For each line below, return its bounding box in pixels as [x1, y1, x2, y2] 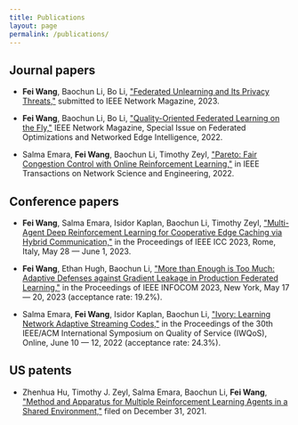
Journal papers [9, 62, 96, 78]
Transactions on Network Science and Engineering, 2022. [21, 168, 235, 179]
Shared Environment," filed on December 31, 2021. [21, 405, 207, 416]
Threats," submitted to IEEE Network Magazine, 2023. [21, 95, 220, 107]
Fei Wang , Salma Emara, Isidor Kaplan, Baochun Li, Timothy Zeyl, [21, 217, 262, 228]
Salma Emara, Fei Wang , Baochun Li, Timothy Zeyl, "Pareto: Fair [21, 149, 258, 160]
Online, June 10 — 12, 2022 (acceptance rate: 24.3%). [21, 338, 221, 347]
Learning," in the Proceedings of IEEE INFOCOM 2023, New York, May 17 [21, 282, 290, 292]
